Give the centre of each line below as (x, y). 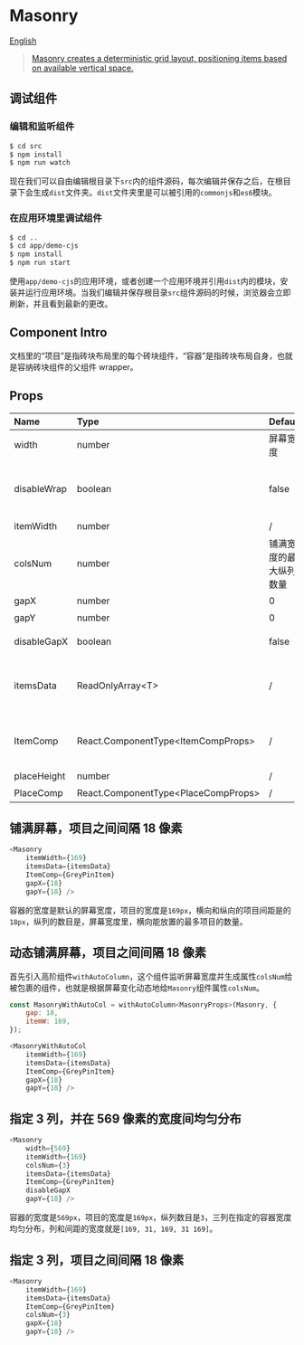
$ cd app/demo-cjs (44, 246)
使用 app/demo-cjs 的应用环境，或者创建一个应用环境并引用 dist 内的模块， (145, 281)
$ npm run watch (40, 163)
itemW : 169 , (48, 1022)
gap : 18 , (42, 1013)
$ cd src (26, 146)
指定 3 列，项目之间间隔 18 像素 (97, 1260)
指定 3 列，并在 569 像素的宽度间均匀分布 (125, 1118)
